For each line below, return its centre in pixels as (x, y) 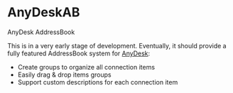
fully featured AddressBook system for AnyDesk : (79, 53)
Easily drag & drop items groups (64, 75)
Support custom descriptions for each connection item (98, 82)
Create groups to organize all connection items (86, 67)
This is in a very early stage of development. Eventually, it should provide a (117, 45)
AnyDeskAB (44, 12)
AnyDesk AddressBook (41, 32)
